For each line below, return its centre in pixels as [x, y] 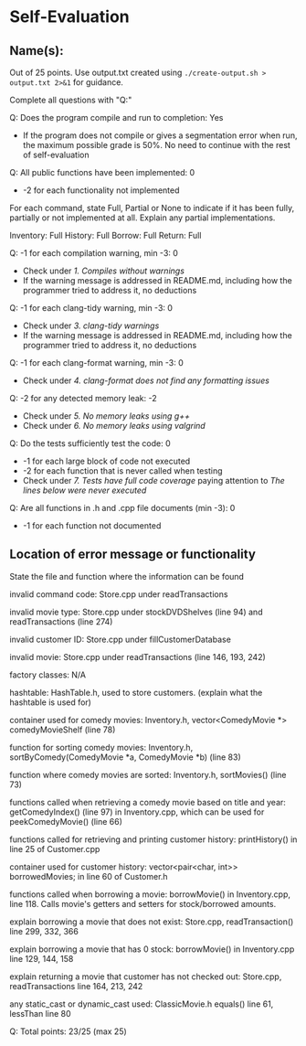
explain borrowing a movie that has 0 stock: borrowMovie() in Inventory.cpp [152, 949]
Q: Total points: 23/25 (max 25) [69, 1031]
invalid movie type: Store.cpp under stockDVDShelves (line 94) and [136, 612]
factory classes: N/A [48, 675]
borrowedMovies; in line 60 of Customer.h [89, 876]
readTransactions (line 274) [61, 621]
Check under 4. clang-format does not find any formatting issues [146, 380]
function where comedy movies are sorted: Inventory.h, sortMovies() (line [148, 774]
